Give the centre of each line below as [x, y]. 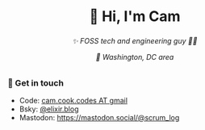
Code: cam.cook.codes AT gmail [73, 101]
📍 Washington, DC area [135, 57]
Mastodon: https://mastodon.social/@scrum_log [99, 118]
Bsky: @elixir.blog [49, 109]
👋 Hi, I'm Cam [135, 17]
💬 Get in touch [36, 82]
